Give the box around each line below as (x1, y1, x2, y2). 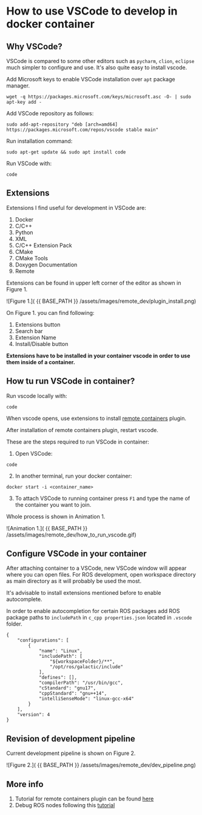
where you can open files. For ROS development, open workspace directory (6, 571, 196, 578)
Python (15, 229, 33, 236)
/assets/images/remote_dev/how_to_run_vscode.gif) (6, 531, 136, 538)
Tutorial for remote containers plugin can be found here (15, 795, 154, 802)
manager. (6, 82, 30, 89)
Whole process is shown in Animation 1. (6, 513, 106, 520)
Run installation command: (6, 138, 73, 144)
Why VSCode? (6, 41, 62, 52)
